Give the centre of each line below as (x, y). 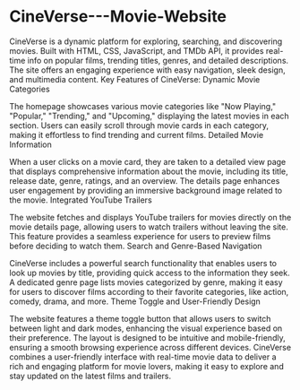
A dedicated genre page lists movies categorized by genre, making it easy (146, 282)
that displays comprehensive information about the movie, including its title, (149, 171)
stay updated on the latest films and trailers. (90, 376)
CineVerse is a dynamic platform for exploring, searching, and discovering (146, 41)
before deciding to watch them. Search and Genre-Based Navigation (136, 246)
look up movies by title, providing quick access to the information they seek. (150, 273)
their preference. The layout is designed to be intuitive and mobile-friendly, (147, 337)
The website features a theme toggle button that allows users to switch (140, 318)
